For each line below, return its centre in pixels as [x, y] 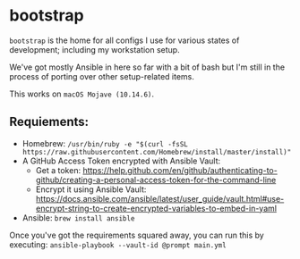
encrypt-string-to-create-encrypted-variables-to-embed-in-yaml [156, 208]
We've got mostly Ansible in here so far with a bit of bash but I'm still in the [147, 67]
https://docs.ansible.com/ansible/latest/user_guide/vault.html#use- [160, 198]
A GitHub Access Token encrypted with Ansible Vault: [121, 161]
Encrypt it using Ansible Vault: [91, 189]
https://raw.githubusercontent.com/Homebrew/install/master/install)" [157, 152]
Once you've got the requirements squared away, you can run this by [137, 235]
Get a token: [58, 170]
